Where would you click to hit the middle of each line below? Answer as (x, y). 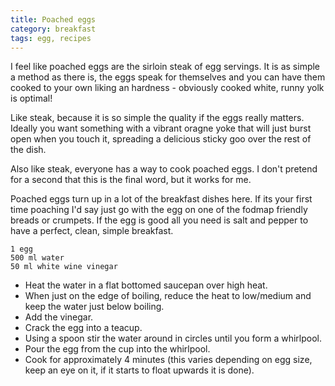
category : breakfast (53, 29)
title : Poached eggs (53, 19)
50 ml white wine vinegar (64, 267)
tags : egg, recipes (51, 38)
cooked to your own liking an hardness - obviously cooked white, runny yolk (167, 88)
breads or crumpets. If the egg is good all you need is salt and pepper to (159, 220)
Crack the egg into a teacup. (83, 328)
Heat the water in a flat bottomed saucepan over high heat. (146, 285)
